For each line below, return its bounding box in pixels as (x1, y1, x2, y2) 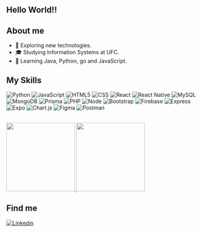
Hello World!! (6, 5, 58, 15)
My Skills (6, 75, 42, 85)
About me (6, 26, 44, 36)
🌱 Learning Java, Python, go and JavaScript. (15, 57, 127, 65)
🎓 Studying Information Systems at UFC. (15, 49, 120, 56)
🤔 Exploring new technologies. (15, 42, 92, 49)
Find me (6, 203, 38, 214)
